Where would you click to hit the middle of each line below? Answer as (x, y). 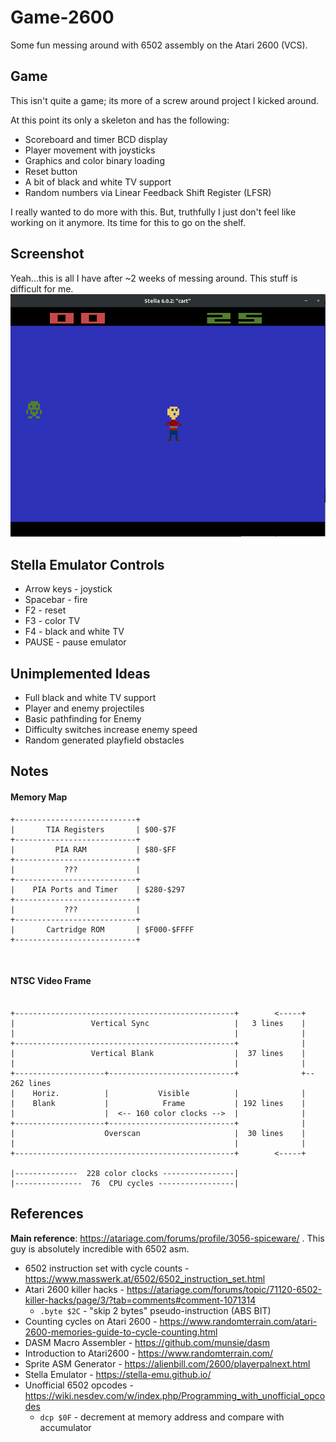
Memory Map (39, 797)
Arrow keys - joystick (68, 589)
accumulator (65, 1427)
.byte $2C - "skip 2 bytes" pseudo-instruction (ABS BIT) (155, 1310)
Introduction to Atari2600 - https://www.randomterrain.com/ (149, 1353)
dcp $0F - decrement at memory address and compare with (162, 1417)
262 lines (31, 1083)
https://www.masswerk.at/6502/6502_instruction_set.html (145, 1278)
